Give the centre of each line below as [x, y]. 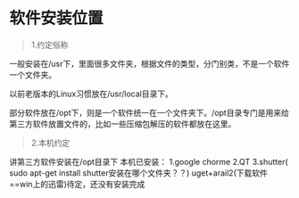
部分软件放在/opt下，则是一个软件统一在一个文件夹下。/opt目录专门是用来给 [149, 112]
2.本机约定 [50, 143]
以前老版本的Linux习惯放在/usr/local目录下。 [91, 94]
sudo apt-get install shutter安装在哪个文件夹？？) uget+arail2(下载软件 [138, 173]
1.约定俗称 [50, 45]
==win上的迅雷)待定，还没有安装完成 [77, 184]
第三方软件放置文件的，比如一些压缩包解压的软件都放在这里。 [123, 124]
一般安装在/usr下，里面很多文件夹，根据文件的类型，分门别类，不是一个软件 [149, 63]
